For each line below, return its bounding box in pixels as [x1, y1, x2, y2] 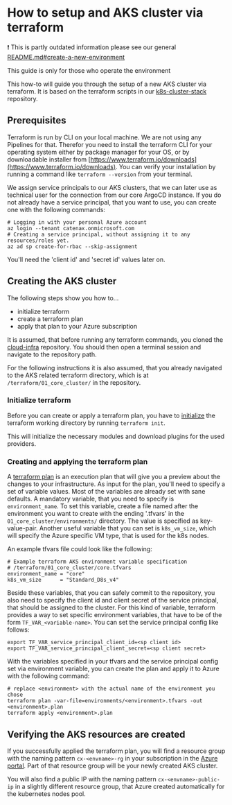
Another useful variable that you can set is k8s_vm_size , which [39, 524, 217, 533]
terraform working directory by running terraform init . [7, 418, 166, 427]
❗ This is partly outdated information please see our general [7, 43, 177, 51]
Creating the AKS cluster [7, 275, 117, 287]
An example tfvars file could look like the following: [7, 545, 152, 553]
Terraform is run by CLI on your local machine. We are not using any [7, 133, 202, 141]
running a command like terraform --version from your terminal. [7, 170, 193, 178]
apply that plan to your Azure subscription [17, 322, 138, 330]
